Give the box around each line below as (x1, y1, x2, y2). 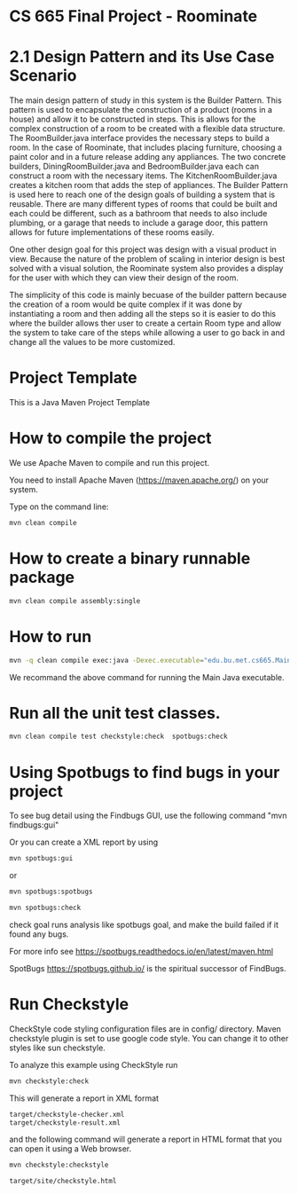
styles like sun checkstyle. (9, 1042, 106, 1053)
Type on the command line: (9, 501, 109, 512)
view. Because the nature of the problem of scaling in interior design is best (9, 254, 286, 264)
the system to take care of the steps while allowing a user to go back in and (9, 327, 286, 338)
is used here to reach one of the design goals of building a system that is (9, 189, 276, 200)
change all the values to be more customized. (9, 337, 176, 348)
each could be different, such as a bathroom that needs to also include (9, 208, 268, 219)
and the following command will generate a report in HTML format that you (9, 1134, 282, 1145)
